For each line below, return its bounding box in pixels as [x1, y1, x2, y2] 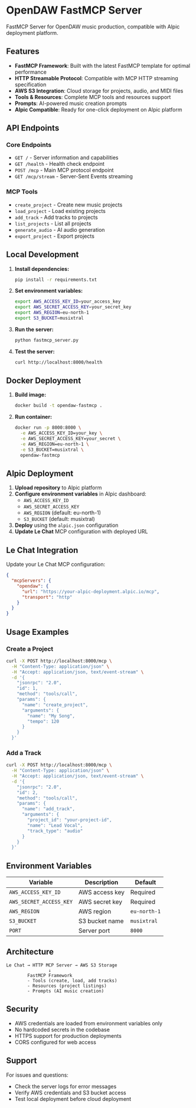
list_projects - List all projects [14, 219, 92, 227]
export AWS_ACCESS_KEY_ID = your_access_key [14, 299, 121, 304]
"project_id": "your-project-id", [27, 817, 112, 823]
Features [6, 47, 40, 57]
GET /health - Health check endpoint [14, 160, 105, 168]
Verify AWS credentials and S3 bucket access [14, 1089, 126, 1096]
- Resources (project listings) [27, 983, 107, 989]
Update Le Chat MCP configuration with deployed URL [14, 528, 148, 535]
